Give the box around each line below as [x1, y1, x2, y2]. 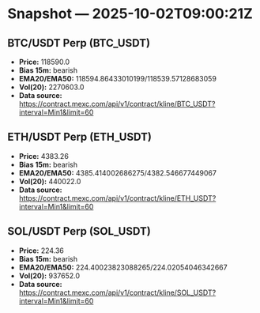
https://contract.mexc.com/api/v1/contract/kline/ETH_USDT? [18, 193, 217, 202]
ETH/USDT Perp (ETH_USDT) [7, 130, 152, 144]
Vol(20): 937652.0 [18, 270, 81, 281]
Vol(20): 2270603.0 [18, 82, 85, 92]
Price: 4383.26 [18, 151, 69, 160]
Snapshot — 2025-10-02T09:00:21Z [7, 5, 254, 23]
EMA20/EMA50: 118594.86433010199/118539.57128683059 [18, 74, 217, 83]
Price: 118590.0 [18, 57, 70, 66]
